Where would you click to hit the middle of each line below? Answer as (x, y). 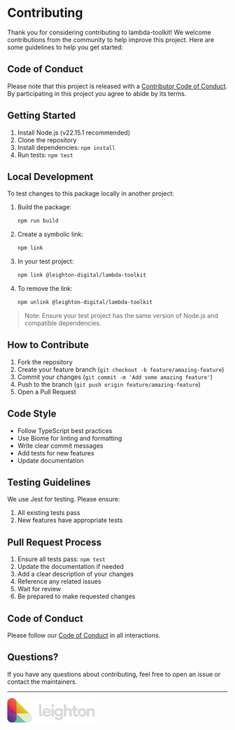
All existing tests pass (49, 513)
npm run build (38, 221)
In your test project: (45, 261)
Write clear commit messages (60, 446)
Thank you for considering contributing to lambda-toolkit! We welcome (109, 32)
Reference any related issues (59, 581)
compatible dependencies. (63, 323)
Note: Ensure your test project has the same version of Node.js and (121, 315)
